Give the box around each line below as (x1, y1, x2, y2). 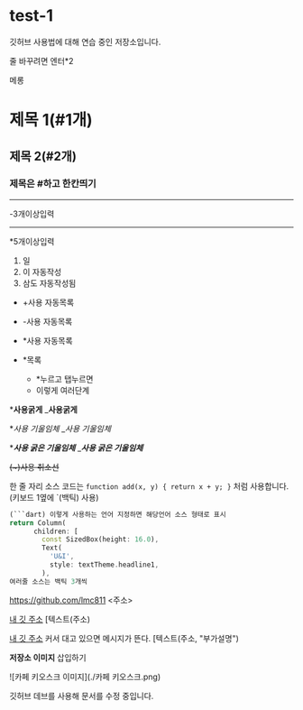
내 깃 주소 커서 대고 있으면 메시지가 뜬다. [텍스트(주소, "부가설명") (9, 632, 239, 643)
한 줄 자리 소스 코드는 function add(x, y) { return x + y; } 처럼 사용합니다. (9, 480, 289, 492)
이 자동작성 (22, 266, 62, 277)
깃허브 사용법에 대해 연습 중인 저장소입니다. (9, 36, 161, 47)
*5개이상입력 (9, 235, 55, 246)
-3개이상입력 (9, 208, 55, 219)
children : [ (32, 527, 78, 536)
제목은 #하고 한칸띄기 (9, 178, 96, 190)
